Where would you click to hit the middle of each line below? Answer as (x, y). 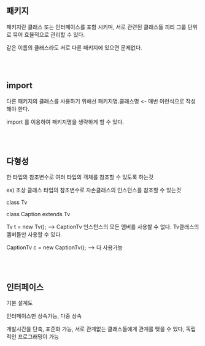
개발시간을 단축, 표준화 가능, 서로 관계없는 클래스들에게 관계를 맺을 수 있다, (95, 329)
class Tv (17, 202)
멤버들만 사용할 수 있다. (34, 235)
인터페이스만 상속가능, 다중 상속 (44, 316)
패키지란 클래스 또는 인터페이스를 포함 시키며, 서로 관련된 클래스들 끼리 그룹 (96, 27)
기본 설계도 (20, 303)
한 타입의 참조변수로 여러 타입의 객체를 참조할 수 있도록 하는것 (80, 177)
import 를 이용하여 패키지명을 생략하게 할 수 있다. (65, 122)
